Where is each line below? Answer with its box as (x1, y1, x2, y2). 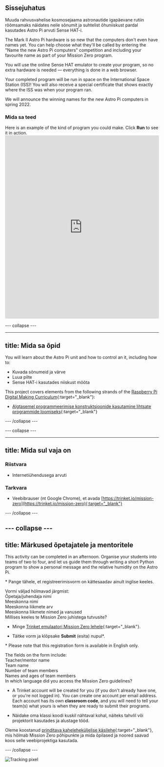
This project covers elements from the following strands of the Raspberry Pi (5, 388, 158, 395)
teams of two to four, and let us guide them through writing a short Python (5, 559, 154, 565)
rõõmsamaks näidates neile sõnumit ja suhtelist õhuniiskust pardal (5, 22, 138, 28)
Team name (5, 662, 29, 668)
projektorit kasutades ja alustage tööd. (12, 718, 90, 724)
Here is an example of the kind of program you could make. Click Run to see (5, 125, 159, 131)
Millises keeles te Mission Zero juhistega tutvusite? (5, 614, 107, 620)
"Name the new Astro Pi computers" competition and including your (5, 47, 142, 53)
